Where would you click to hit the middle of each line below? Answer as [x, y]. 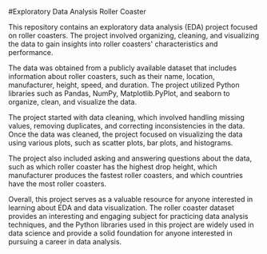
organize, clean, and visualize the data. [73, 102]
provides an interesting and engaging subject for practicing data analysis [128, 216]
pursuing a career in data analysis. [65, 242]
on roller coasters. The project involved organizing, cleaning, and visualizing [134, 36]
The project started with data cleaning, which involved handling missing [127, 117]
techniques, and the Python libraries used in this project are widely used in [131, 224]
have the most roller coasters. [57, 184]
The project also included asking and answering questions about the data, [130, 158]
